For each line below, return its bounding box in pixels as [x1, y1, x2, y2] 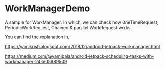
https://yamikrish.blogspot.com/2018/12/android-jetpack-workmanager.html [5, 43, 160, 49]
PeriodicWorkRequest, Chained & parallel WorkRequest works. [5, 24, 132, 30]
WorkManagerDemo [5, 3, 90, 14]
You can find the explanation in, [5, 34, 70, 40]
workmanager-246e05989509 [5, 58, 67, 64]
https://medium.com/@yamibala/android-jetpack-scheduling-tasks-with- [5, 53, 154, 59]
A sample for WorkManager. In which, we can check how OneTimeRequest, [5, 19, 159, 25]
